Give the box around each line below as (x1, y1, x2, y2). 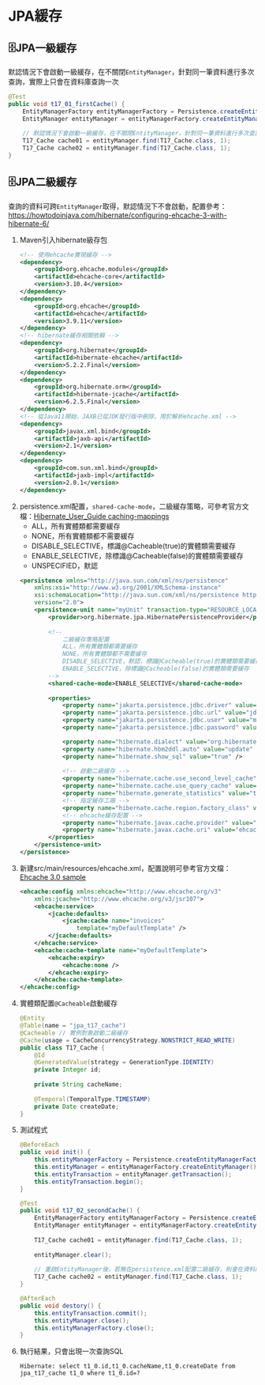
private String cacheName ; (34, 1080, 123, 1088)
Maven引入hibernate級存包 (19, 235, 108, 244)
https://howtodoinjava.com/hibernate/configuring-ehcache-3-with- (8, 210, 227, 220)
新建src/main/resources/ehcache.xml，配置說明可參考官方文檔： (19, 863, 231, 872)
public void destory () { (19, 1302, 102, 1310)
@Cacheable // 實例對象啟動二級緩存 (19, 1029, 129, 1037)
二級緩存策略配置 (62, 635, 110, 643)
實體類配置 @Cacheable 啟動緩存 (19, 998, 118, 1008)
